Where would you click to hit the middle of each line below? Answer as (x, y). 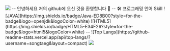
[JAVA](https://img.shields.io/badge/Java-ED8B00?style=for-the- (74, 16)
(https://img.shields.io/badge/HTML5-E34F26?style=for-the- (69, 27)
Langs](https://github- (126, 32)
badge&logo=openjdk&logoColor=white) (48, 21)
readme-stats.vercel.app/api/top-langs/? (48, 37)
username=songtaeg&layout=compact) (47, 43)
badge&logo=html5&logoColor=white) (45, 32)
